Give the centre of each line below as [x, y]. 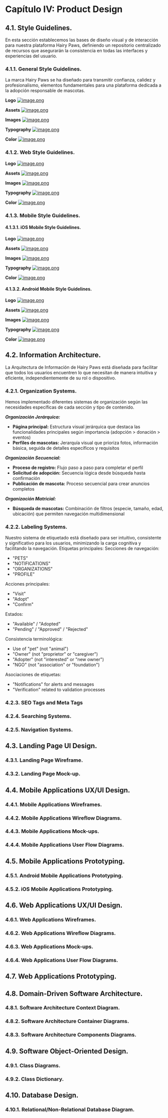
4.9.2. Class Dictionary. [35, 1079]
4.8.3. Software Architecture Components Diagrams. [71, 1035]
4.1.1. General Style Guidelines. [43, 69]
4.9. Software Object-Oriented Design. [67, 1051]
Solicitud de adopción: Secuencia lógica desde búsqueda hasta [79, 473]
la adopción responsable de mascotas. [45, 91]
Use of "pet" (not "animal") [40, 649]
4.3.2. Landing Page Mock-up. [43, 774]
